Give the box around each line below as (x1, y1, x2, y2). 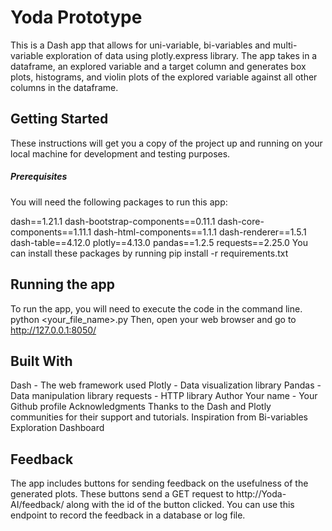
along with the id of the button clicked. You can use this (66, 499, 295, 511)
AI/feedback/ (10, 499, 65, 511)
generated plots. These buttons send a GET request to (10, 488, 235, 500)
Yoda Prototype (10, 6, 143, 29)
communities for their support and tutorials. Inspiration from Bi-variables (10, 411, 309, 423)
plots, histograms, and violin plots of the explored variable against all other (10, 71, 318, 83)
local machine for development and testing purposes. (10, 147, 231, 160)
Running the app (10, 276, 115, 293)
